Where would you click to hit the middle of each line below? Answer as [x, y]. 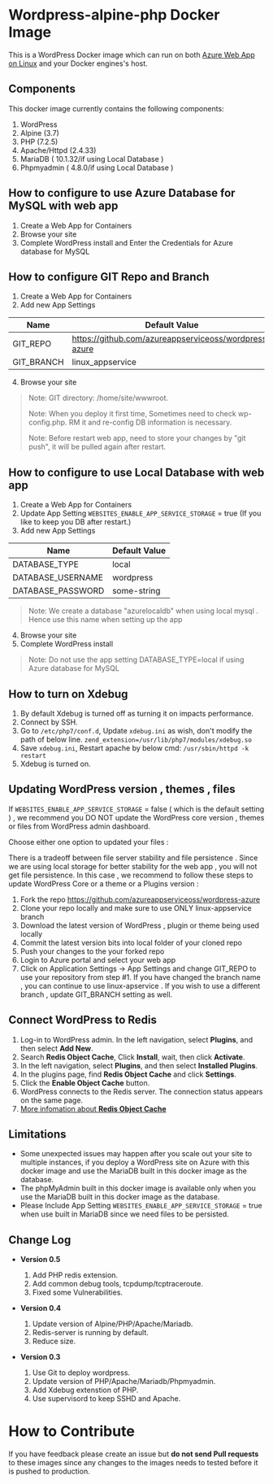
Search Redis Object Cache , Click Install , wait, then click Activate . [132, 1057]
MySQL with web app [63, 206]
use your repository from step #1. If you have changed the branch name [141, 977]
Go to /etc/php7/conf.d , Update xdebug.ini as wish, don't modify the [136, 731]
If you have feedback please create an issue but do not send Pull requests [134, 1454]
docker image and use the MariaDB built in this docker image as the [134, 1171]
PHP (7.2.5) [39, 141]
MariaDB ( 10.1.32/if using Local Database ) [92, 159]
